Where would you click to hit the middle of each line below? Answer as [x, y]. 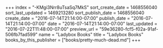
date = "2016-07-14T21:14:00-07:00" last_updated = [103, 23]
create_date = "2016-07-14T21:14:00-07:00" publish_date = [68, 18]
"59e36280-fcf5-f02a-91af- [129, 29]
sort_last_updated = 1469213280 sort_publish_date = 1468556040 [75, 13]
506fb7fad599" [22, 34]
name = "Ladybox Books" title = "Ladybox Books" [91, 34]
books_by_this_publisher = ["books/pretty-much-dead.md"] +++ [73, 40]
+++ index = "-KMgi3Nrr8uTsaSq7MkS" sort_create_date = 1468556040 [81, 7]
